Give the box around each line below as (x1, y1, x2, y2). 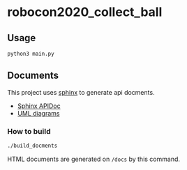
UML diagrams (17, 109, 60, 117)
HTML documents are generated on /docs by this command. (7, 155, 180, 163)
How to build (7, 126, 51, 136)
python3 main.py (7, 50, 54, 57)
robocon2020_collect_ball (7, 4, 163, 20)
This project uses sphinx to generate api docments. (7, 88, 155, 96)
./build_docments (7, 142, 58, 149)
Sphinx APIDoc (17, 102, 61, 110)
